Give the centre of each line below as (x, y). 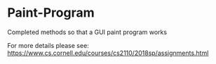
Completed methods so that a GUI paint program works (87, 32)
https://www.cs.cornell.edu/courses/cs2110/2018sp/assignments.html (108, 53)
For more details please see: (48, 45)
